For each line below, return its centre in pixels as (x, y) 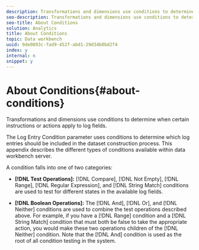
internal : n (21, 56)
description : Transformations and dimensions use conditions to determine (100, 12)
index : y (17, 50)
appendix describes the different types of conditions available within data (96, 150)
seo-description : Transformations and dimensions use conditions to (92, 17)
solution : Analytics (32, 28)
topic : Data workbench (34, 39)
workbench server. (29, 156)
